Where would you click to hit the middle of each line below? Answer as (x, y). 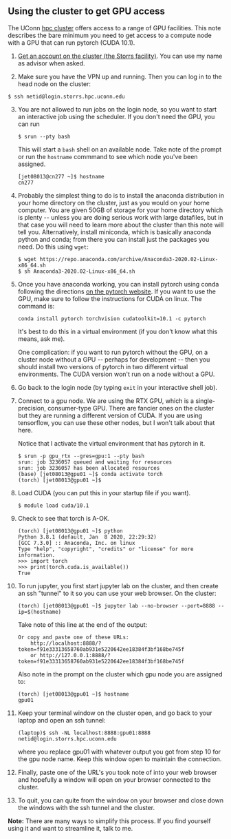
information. (36, 555)
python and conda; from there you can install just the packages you (113, 239)
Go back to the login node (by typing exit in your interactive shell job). (118, 387)
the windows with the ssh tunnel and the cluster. (86, 807)
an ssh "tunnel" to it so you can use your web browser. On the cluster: (117, 593)
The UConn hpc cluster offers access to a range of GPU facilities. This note (114, 28)
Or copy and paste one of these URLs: (73, 637)
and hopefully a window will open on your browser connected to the (114, 779)
